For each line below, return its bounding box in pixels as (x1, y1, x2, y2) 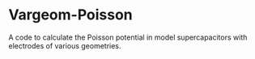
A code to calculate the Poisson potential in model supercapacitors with (8, 32, 248, 42)
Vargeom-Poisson (8, 6, 134, 24)
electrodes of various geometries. (8, 40, 121, 50)
